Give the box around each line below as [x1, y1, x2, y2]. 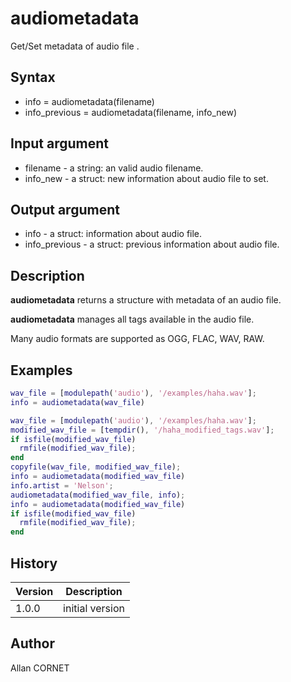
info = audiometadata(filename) [24, 95, 155, 107]
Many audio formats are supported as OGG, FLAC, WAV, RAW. [10, 333, 265, 345]
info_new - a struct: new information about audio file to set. [24, 172, 269, 184]
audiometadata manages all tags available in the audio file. [10, 313, 255, 326]
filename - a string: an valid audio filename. [24, 162, 204, 174]
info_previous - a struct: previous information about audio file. [24, 238, 280, 251]
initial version [63, 601, 125, 615]
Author [10, 635, 55, 652]
